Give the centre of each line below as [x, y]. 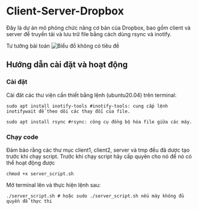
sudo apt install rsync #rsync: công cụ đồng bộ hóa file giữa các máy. [99, 122]
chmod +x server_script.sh [40, 174]
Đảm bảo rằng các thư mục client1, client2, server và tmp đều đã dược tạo [98, 150]
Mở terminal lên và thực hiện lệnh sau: [54, 185]
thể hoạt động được [31, 162]
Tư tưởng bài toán [28, 46]
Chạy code [22, 137]
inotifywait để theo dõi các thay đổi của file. [68, 111]
